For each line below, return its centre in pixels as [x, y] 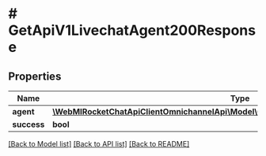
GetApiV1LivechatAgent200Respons [132, 30]
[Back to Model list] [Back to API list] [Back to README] [99, 144]
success [28, 124]
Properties [35, 76]
